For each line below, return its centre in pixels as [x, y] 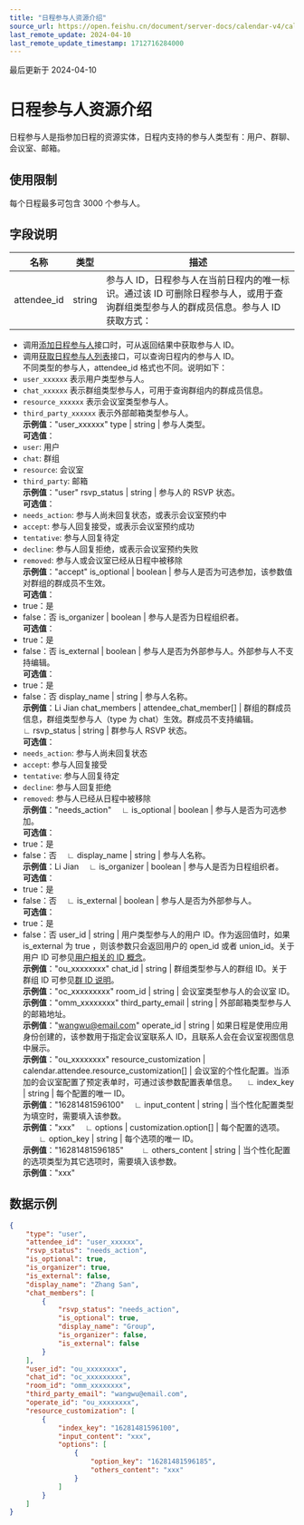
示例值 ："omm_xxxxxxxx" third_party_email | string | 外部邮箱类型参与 [152, 1002]
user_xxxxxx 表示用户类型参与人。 [85, 378]
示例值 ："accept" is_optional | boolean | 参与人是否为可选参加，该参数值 [157, 572]
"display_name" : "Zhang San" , [83, 1285]
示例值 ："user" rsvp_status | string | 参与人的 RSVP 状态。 [131, 492]
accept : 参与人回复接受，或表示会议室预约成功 [108, 526]
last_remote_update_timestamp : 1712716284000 [96, 43]
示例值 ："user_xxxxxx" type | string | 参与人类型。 [116, 424]
